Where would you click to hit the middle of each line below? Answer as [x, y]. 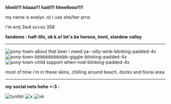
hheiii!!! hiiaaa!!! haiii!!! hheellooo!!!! [44, 7]
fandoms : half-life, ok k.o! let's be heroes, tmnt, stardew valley [74, 37]
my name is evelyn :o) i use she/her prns [48, 17]
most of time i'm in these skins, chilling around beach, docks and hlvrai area [85, 72]
